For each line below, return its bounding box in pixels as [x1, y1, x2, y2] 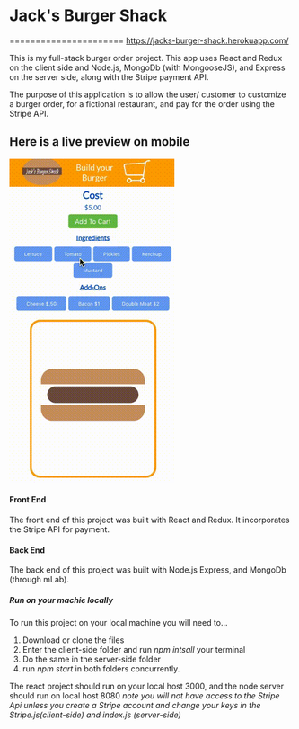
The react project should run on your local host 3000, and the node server [9, 680, 285, 692]
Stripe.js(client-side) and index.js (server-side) [9, 709, 181, 720]
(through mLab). [9, 574, 70, 585]
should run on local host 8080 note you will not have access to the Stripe [9, 690, 280, 701]
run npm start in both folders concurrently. [22, 663, 180, 674]
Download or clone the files [22, 635, 125, 645]
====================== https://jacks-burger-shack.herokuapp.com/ [9, 35, 289, 46]
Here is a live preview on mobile [9, 134, 190, 149]
